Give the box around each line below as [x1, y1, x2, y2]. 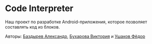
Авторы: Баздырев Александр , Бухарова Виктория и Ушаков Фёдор [5, 33, 145, 39]
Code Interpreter [5, 3, 74, 14]
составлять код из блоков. [5, 24, 60, 29]
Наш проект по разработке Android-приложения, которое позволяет [5, 19, 148, 25]
